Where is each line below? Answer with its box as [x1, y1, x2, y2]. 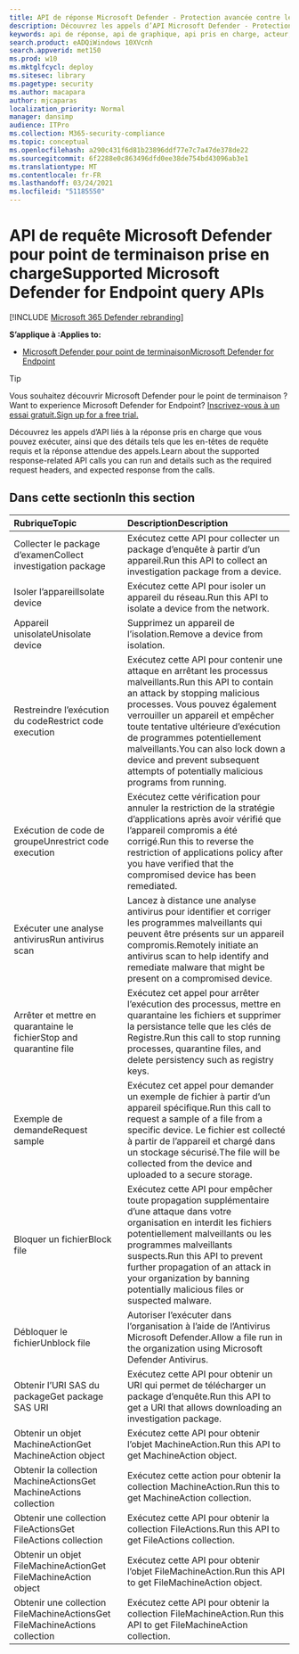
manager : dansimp [9, 112, 74, 121]
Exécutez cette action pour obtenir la [127, 1469, 281, 1481]
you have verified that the [127, 857, 234, 869]
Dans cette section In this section [9, 490, 196, 506]
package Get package [13, 1390, 104, 1403]
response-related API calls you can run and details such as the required [9, 455, 272, 465]
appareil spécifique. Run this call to [127, 1101, 271, 1114]
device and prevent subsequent [127, 753, 260, 766]
